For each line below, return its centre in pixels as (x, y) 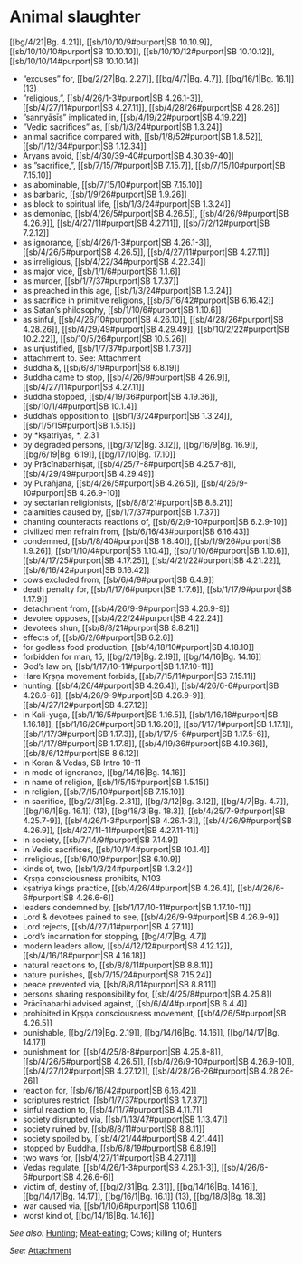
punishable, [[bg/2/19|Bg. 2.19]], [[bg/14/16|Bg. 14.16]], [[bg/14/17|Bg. (151, 1032)
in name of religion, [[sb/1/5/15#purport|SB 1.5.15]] (116, 782)
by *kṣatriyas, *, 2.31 (61, 435)
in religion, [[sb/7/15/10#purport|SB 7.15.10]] (103, 792)
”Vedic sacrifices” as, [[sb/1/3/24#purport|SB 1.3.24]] (122, 126)
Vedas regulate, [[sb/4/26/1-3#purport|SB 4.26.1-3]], (121, 1167)
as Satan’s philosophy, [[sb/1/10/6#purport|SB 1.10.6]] (122, 309)
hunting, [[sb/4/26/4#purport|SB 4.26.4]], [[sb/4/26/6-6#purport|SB (151, 685)
